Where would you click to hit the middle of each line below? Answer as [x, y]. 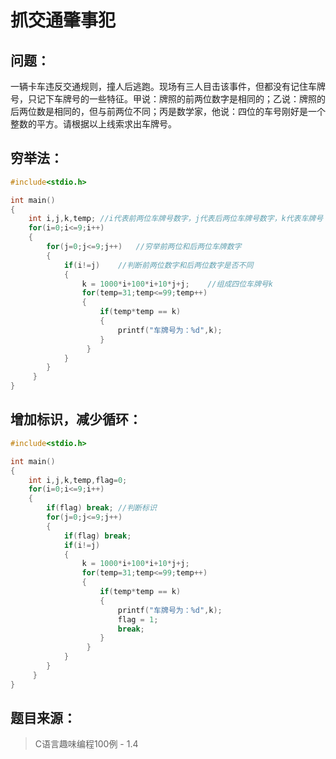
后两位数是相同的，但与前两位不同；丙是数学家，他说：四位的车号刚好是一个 [168, 111]
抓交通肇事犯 [63, 20]
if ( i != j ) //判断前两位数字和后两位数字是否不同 [158, 265]
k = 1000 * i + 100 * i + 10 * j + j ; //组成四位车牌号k [177, 284]
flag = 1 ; [138, 619]
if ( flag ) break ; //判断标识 [101, 508]
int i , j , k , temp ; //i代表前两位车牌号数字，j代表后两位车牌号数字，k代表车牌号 [176, 219]
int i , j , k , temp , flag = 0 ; [78, 480]
